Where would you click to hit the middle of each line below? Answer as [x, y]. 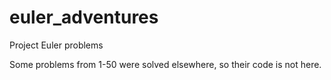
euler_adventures [84, 17]
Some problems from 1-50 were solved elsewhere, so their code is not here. [165, 64]
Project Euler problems [56, 45]
